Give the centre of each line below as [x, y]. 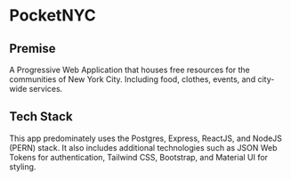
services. [46, 89]
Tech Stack [41, 117]
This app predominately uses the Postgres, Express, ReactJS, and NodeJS [146, 138]
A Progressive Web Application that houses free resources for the [130, 70]
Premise [32, 49]
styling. [23, 167]
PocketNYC [53, 16]
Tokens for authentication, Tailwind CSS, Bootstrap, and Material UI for [139, 157]
